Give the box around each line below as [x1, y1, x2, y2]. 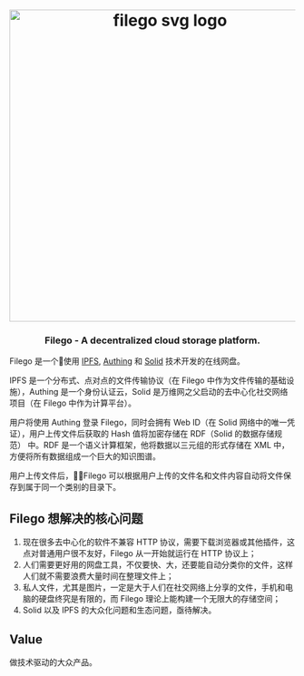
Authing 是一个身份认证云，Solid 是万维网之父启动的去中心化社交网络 [28, 387, 289, 397]
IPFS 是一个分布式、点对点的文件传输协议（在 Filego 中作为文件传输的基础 [9, 375, 287, 386]
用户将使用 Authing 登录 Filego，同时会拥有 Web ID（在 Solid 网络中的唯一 [9, 417, 288, 428]
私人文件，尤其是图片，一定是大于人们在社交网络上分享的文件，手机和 [22, 582, 286, 593]
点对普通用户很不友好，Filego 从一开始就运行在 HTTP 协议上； [22, 548, 257, 559]
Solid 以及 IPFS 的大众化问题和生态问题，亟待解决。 [22, 604, 217, 616]
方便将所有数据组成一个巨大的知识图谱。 [9, 451, 161, 462]
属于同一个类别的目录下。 [25, 482, 121, 493]
